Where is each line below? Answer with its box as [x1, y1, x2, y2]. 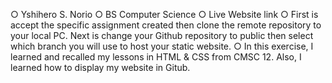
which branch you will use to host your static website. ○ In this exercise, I [10, 40, 314, 52]
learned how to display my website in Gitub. [10, 62, 191, 73]
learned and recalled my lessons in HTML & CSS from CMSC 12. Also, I [10, 51, 302, 63]
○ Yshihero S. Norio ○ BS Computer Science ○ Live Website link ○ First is [10, 9, 319, 20]
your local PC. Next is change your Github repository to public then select [10, 30, 314, 41]
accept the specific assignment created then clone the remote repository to [10, 19, 322, 31]
